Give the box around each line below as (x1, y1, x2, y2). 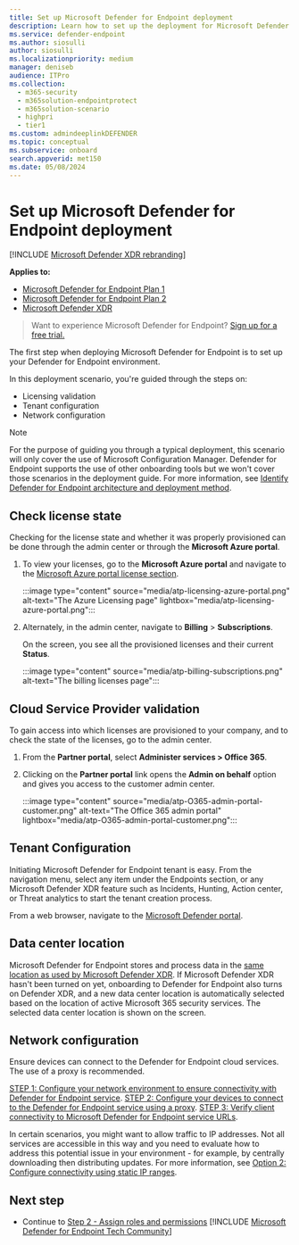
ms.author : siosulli (9, 37, 87, 47)
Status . (21, 649, 51, 660)
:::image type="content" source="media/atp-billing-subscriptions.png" (21, 666, 283, 676)
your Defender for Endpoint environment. (9, 356, 161, 367)
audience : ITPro (9, 71, 70, 80)
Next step (9, 1192, 65, 1208)
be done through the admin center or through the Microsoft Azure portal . (9, 542, 280, 552)
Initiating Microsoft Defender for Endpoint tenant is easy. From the (9, 864, 253, 875)
